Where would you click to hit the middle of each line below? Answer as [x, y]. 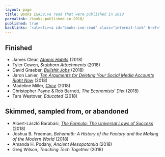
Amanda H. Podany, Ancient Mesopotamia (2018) [62, 144]
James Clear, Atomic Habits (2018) [47, 59]
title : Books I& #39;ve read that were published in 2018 [65, 14]
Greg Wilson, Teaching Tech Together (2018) [58, 149]
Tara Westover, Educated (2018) [45, 96]
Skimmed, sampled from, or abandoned [67, 112]
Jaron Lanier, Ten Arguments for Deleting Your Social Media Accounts [83, 75]
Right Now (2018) [30, 80]
